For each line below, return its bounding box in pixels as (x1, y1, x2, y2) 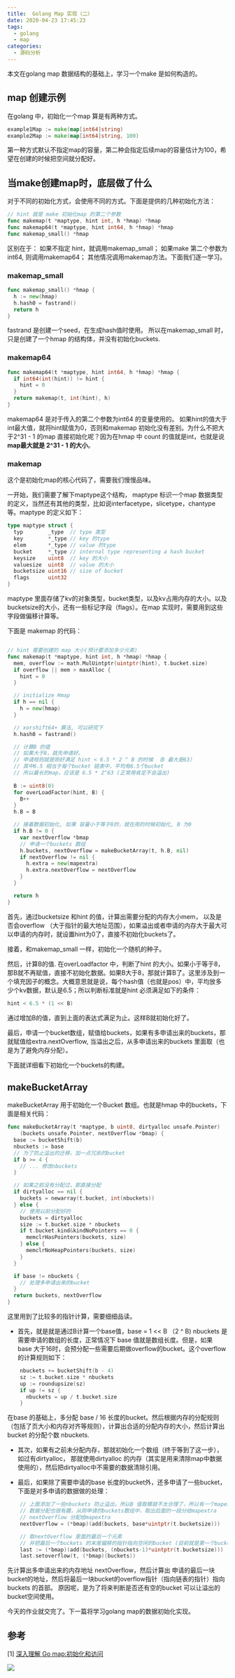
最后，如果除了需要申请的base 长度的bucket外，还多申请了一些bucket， (17, 1478, 226, 1487)
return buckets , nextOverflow (13, 1292, 101, 1299)
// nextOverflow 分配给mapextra (20, 1514, 111, 1521)
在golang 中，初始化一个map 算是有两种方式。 (7, 111, 141, 120)
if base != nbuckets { (13, 1273, 80, 1280)
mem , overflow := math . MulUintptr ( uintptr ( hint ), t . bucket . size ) (13, 660, 208, 667)
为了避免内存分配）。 (13, 1046, 72, 1054)
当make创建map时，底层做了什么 (7, 176, 152, 189)
